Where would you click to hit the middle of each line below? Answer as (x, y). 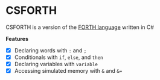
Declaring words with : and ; (50, 50)
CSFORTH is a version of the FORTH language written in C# (80, 27)
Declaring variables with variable (56, 64)
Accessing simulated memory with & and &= (68, 71)
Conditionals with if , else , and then (59, 57)
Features (17, 38)
